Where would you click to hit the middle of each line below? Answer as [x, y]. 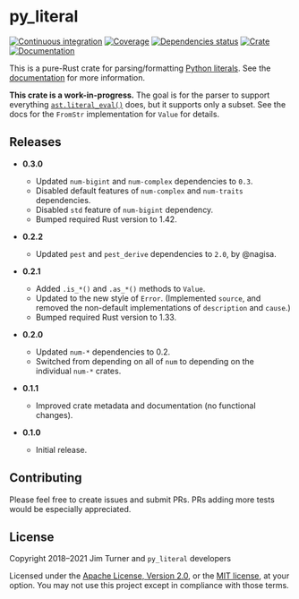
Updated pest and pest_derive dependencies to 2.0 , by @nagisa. [156, 253]
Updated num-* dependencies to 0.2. [103, 352]
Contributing [46, 478]
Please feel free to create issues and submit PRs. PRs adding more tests [142, 500]
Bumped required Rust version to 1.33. [106, 317]
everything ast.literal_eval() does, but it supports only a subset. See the [148, 104]
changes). [54, 415]
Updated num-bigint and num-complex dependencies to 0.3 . [144, 181]
